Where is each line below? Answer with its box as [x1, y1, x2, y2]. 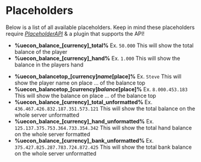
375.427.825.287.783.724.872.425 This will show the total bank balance [14, 143, 192, 151]
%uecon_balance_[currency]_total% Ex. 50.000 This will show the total [14, 42, 194, 49]
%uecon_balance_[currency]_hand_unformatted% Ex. [14, 117, 155, 125]
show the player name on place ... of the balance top [14, 79, 145, 86]
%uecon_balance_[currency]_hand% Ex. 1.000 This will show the [14, 54, 180, 62]
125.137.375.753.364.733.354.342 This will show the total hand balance [14, 124, 193, 131]
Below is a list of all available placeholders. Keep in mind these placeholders [5, 24, 195, 31]
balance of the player [14, 48, 68, 55]
